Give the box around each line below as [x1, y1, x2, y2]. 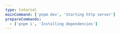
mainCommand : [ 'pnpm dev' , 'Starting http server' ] [5, 12, 115, 17]
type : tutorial [5, 7, 37, 12]
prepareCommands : [5, 16, 42, 21]
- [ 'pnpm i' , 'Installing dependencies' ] [10, 21, 98, 26]
